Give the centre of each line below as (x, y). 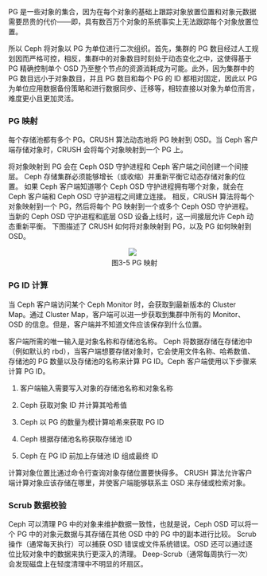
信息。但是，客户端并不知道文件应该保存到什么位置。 (119, 324)
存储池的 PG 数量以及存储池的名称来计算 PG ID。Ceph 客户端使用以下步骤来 (132, 361)
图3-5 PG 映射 (134, 263)
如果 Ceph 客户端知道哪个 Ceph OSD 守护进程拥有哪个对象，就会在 (133, 186)
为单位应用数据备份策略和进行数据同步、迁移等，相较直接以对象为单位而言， (133, 88)
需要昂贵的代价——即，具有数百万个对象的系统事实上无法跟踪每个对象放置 (130, 22)
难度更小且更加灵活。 (43, 98)
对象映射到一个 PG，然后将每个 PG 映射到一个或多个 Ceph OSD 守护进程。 (130, 206)
